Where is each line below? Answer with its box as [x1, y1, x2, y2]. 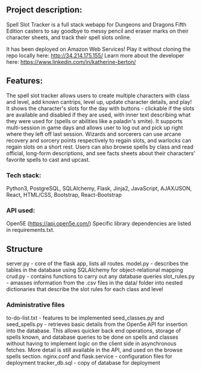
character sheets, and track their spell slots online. [6, 33, 132, 41]
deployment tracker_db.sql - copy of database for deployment [6, 359, 161, 367]
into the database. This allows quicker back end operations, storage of [6, 327, 182, 335]
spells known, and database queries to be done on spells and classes [6, 333, 179, 341]
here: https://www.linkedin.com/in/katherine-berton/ [6, 58, 137, 65]
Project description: [6, 5, 82, 15]
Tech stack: [6, 171, 42, 179]
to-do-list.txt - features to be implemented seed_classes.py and [6, 314, 164, 322]
